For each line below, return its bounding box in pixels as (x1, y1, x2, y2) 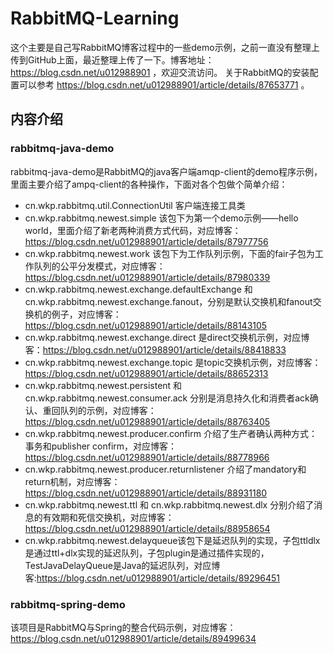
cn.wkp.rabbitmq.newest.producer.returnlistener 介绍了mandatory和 (24, 463, 307, 475)
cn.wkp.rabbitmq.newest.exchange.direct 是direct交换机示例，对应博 (24, 331, 310, 343)
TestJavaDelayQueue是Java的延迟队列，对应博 (24, 559, 221, 571)
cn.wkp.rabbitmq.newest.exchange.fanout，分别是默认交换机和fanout (24, 295, 313, 307)
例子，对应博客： (51, 308, 122, 320)
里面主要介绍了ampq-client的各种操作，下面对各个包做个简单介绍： (10, 178, 288, 190)
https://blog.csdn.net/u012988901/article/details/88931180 (24, 487, 268, 499)
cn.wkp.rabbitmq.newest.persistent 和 (24, 379, 183, 391)
